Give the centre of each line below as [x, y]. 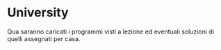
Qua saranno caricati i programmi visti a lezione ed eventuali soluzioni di [110, 32]
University [38, 13]
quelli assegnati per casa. [44, 38]
